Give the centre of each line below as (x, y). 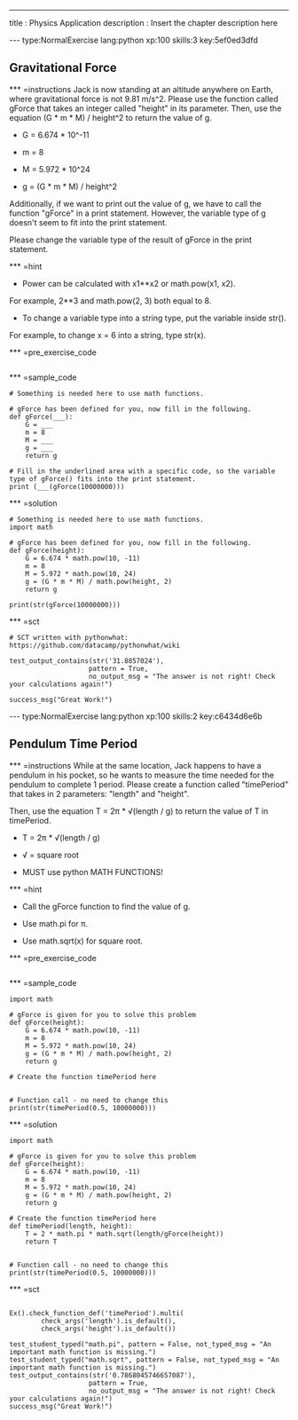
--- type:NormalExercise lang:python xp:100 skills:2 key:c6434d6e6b (136, 716)
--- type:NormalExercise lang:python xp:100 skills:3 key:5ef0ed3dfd (134, 40)
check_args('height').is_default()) (109, 1329)
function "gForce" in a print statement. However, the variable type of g (137, 213)
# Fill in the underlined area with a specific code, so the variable (142, 471)
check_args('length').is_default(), (109, 1321)
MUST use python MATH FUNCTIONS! (93, 872)
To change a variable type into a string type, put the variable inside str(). (154, 318)
